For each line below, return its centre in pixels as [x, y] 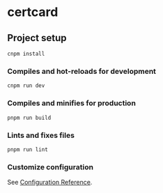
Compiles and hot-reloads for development [82, 71]
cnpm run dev [26, 86]
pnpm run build [29, 118]
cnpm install [26, 54]
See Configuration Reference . [50, 183]
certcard [33, 12]
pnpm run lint [28, 149]
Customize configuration [51, 167]
